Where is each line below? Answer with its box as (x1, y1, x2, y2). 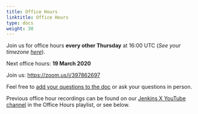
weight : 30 (6, 25, 34, 32)
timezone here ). (6, 49, 45, 56)
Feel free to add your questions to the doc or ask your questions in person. (6, 83, 193, 91)
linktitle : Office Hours (6, 14, 69, 20)
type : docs (6, 20, 34, 26)
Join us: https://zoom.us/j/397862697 (6, 71, 101, 79)
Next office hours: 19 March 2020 (6, 60, 91, 67)
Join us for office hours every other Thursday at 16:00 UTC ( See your (6, 42, 181, 49)
